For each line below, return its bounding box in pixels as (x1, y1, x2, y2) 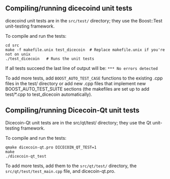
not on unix (5, 52, 31, 57)
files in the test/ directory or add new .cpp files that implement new (5, 80, 146, 86)
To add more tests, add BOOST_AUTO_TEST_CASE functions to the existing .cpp (5, 75, 163, 81)
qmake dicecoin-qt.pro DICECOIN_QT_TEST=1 (5, 145, 97, 150)
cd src (5, 43, 19, 48)
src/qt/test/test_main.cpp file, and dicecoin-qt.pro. (5, 168, 116, 174)
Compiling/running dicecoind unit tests (5, 4, 132, 13)
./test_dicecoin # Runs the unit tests (5, 56, 95, 61)
